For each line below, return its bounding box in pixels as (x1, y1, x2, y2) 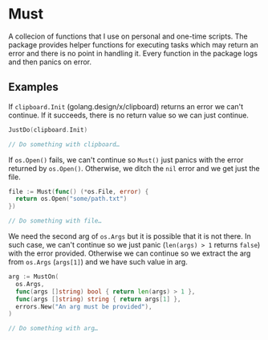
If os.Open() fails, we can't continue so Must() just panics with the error (8, 154, 244, 165)
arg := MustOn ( (8, 272, 59, 281)
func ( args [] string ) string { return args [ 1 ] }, (15, 295, 181, 303)
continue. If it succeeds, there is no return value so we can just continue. (8, 110, 249, 120)
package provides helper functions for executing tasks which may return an (8, 39, 258, 49)
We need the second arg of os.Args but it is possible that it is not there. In (8, 231, 251, 241)
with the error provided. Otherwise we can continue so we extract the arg (8, 248, 251, 258)
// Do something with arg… (8, 325, 99, 333)
